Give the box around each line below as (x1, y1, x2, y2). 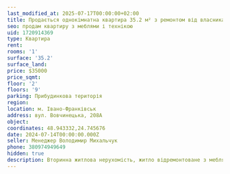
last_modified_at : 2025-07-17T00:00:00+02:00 (7, 10, 139, 17)
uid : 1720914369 (7, 29, 53, 36)
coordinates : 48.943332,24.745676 (7, 125, 106, 132)
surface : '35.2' (7, 55, 53, 62)
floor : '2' (7, 80, 38, 87)
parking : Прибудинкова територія (7, 93, 103, 100)
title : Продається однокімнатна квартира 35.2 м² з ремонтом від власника (7, 16, 225, 23)
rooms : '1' (7, 49, 38, 55)
